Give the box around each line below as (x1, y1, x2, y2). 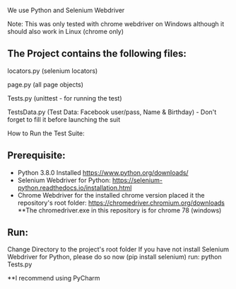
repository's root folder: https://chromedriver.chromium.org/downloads (17, 198, 225, 207)
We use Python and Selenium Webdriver (7, 6, 125, 14)
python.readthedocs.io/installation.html (17, 183, 132, 192)
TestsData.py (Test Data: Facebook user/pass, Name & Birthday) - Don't (7, 108, 217, 116)
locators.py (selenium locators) (7, 67, 98, 75)
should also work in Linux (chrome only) (7, 28, 124, 35)
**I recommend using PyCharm (7, 274, 100, 283)
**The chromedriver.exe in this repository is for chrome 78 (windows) (17, 205, 222, 215)
